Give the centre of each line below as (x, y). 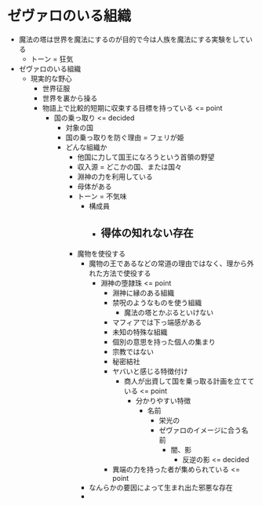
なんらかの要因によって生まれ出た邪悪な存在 (161, 487)
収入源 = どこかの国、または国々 (129, 166)
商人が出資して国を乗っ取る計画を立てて (189, 380)
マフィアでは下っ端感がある (157, 322)
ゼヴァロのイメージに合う (200, 430)
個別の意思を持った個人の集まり (164, 341)
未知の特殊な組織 (140, 332)
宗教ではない (133, 351)
